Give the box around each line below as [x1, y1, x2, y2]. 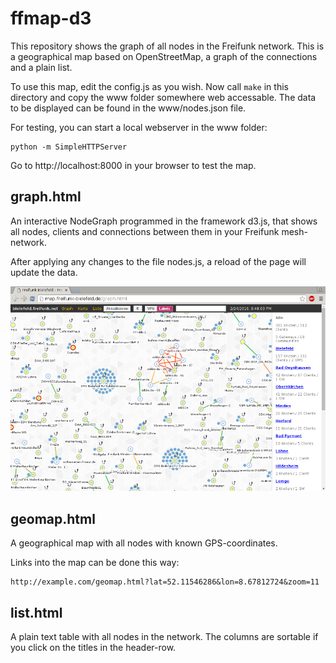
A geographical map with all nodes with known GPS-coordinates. [10, 537, 278, 549]
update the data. [10, 266, 78, 278]
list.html [10, 604, 63, 621]
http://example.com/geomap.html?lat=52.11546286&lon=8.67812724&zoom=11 [10, 577, 320, 587]
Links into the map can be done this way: [10, 557, 180, 569]
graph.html [10, 188, 82, 206]
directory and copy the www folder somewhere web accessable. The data [10, 91, 317, 103]
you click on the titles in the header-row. [10, 641, 177, 653]
